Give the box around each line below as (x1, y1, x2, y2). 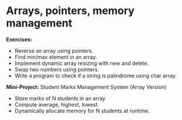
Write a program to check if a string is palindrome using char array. (14, 72, 177, 79)
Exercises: (6, 36, 32, 43)
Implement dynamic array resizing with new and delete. (14, 60, 149, 67)
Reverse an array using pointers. (14, 47, 93, 54)
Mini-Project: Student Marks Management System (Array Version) (6, 83, 167, 90)
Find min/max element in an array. (14, 53, 97, 60)
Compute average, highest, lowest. (14, 101, 99, 108)
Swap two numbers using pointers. (14, 66, 99, 73)
